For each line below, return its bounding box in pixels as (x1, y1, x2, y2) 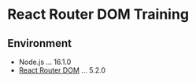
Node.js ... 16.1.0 (18, 57, 72, 66)
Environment (7, 37, 72, 50)
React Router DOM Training (7, 5, 190, 23)
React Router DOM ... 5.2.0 (18, 66, 106, 75)
